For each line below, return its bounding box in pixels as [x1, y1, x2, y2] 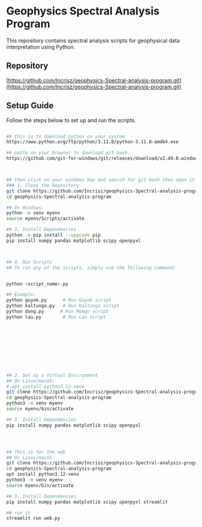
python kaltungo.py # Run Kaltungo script [6, 303, 120, 309]
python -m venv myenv [6, 210, 61, 216]
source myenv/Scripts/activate [6, 215, 85, 222]
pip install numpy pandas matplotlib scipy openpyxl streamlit [6, 499, 168, 505]
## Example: [6, 292, 36, 298]
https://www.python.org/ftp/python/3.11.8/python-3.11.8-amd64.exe [6, 139, 179, 145]
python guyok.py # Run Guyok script [6, 297, 112, 303]
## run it [6, 510, 31, 516]
